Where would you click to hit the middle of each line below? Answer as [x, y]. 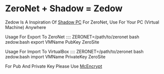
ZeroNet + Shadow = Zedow [64, 9]
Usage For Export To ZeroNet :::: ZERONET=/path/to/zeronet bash [72, 37]
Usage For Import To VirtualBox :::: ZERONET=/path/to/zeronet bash [74, 51]
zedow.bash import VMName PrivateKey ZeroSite [55, 56]
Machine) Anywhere [26, 27]
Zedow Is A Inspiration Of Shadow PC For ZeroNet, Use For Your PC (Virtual [82, 22]
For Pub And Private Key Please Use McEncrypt [54, 66]
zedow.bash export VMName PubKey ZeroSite [52, 42]
